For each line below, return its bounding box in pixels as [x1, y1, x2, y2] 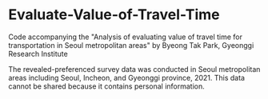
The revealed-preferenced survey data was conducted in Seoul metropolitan [8, 64, 261, 73]
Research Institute [8, 49, 68, 58]
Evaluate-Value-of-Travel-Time [8, 6, 220, 24]
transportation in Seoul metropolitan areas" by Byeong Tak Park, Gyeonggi [8, 40, 254, 49]
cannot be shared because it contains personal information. [8, 81, 206, 91]
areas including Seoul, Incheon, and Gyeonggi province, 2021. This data [8, 73, 246, 82]
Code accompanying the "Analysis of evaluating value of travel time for [8, 32, 242, 42]
